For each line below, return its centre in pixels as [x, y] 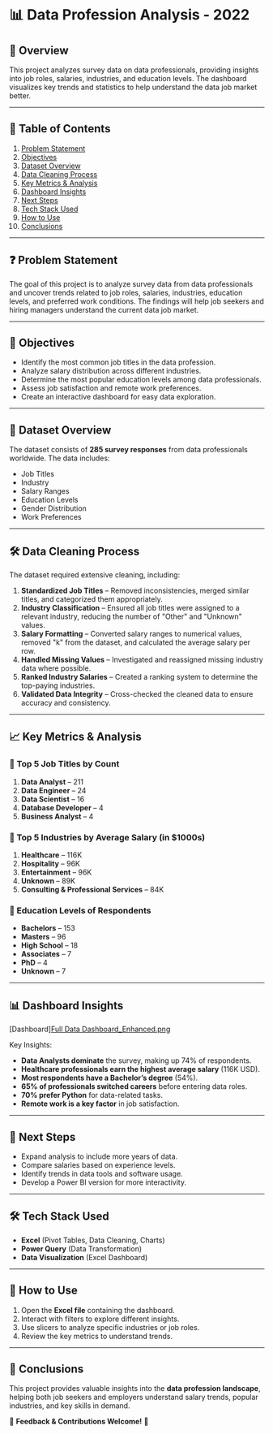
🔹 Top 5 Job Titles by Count [64, 764]
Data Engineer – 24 [53, 790]
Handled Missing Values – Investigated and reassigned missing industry [142, 660]
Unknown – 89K [48, 881]
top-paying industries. [58, 685]
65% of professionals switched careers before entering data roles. [134, 1086]
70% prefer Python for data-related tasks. [92, 1095]
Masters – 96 [43, 937]
